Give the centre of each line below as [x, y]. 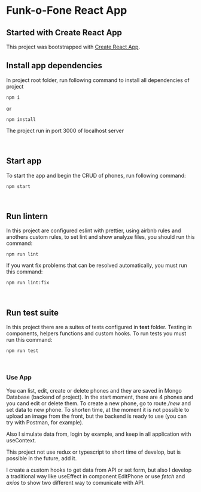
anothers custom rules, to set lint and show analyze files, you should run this [100, 237]
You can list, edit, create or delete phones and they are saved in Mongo [94, 390]
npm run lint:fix [28, 283]
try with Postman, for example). [45, 422]
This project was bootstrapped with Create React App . [73, 47]
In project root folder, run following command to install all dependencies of [98, 80]
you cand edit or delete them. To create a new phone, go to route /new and [99, 403]
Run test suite [32, 313]
